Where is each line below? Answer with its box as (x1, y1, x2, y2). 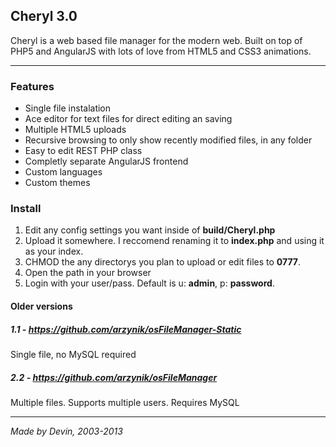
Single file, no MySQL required (10, 348, 137, 360)
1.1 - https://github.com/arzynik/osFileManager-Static (10, 323, 242, 335)
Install (10, 202, 42, 216)
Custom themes (24, 177, 91, 189)
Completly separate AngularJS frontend (24, 155, 189, 168)
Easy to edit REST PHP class (24, 145, 143, 157)
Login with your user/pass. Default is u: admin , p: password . (24, 277, 275, 289)
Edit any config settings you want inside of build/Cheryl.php (24, 224, 276, 236)
